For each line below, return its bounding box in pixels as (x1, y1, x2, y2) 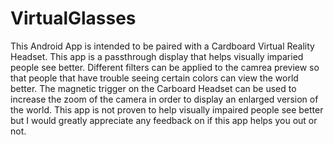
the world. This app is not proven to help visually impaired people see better (10, 103, 324, 116)
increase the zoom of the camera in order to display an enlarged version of (10, 93, 319, 105)
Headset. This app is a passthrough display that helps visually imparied (10, 50, 304, 62)
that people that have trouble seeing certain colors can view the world (10, 72, 299, 84)
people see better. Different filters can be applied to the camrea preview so (10, 61, 320, 73)
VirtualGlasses (10, 7, 137, 30)
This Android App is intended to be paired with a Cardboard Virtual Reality (10, 40, 315, 52)
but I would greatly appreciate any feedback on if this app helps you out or (10, 114, 318, 126)
